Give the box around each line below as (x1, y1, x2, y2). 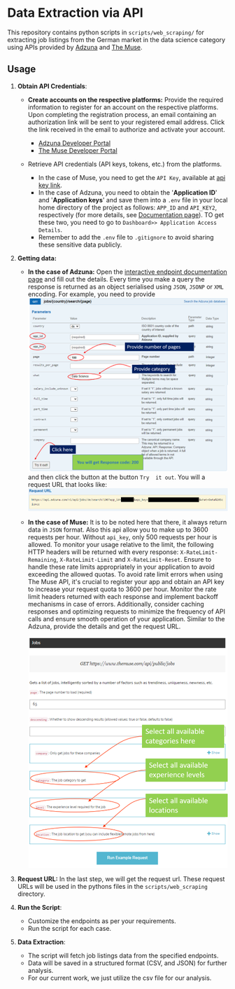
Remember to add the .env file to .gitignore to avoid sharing (38, 233, 215, 241)
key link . (38, 181, 63, 189)
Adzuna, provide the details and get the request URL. (27, 622, 181, 631)
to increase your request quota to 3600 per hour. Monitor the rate (27, 585, 217, 593)
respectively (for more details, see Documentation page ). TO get (38, 210, 225, 219)
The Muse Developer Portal (38, 146, 117, 155)
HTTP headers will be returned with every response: (27, 548, 179, 556)
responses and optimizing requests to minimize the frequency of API (27, 607, 226, 616)
